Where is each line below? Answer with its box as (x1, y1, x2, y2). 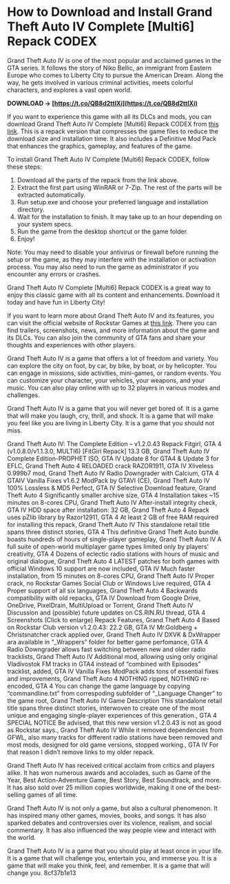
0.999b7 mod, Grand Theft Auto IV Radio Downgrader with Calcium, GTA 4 (7, 469, 219, 477)
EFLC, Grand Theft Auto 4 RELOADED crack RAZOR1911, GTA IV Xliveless (7, 461, 213, 470)
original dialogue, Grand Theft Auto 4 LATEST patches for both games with (7, 557, 220, 565)
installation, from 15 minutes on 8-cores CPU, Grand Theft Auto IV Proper (7, 571, 215, 580)
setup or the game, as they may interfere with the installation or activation (7, 255, 216, 263)
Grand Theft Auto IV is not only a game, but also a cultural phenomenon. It (7, 804, 218, 812)
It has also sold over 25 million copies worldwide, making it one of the (7, 783, 205, 791)
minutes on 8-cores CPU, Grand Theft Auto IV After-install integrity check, (7, 498, 218, 506)
